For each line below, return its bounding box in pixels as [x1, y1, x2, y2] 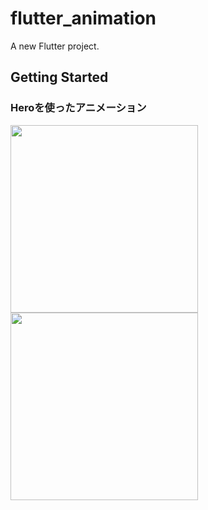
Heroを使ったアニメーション [10, 101, 147, 115]
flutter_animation [10, 7, 157, 30]
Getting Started [10, 69, 109, 86]
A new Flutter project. [10, 40, 100, 52]
